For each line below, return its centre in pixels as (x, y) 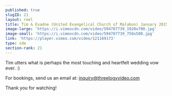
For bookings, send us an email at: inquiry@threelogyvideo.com (72, 78)
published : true (23, 10)
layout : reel (19, 19)
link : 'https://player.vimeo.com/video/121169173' (60, 39)
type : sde (16, 43)
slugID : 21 (17, 15)
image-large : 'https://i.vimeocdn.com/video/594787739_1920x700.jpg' (81, 29)
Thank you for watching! (31, 88)
